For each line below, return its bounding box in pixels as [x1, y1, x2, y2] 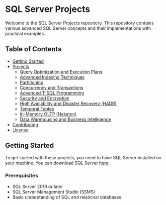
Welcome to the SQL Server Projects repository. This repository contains [5, 20, 154, 26]
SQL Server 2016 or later [12, 183, 63, 190]
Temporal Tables [19, 105, 54, 111]
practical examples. [5, 30, 46, 36]
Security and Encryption [19, 95, 70, 101]
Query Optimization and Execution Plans [19, 69, 103, 75]
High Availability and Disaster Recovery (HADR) [19, 101, 117, 106]
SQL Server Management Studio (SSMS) [12, 189, 95, 195]
